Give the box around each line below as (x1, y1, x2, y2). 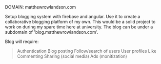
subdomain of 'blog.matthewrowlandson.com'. (5, 29, 99, 35)
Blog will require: (5, 39, 39, 44)
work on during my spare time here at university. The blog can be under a (5, 24, 153, 30)
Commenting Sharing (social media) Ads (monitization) (17, 53, 127, 59)
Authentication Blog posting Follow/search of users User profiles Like (17, 48, 157, 54)
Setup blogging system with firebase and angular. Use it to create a (5, 14, 141, 19)
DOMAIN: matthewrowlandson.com (5, 4, 76, 10)
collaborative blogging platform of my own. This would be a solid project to (5, 19, 156, 24)
